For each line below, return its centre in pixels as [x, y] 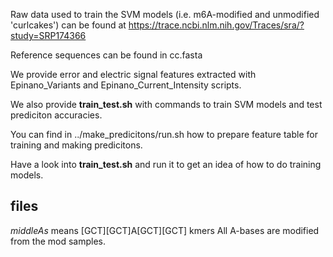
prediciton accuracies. [56, 115]
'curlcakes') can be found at [68, 25]
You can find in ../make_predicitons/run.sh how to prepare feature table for [164, 134]
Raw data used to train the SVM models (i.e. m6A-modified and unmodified [165, 14]
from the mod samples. [58, 241]
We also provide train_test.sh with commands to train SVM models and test [166, 104]
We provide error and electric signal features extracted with [133, 74]
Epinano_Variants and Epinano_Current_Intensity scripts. [126, 85]
